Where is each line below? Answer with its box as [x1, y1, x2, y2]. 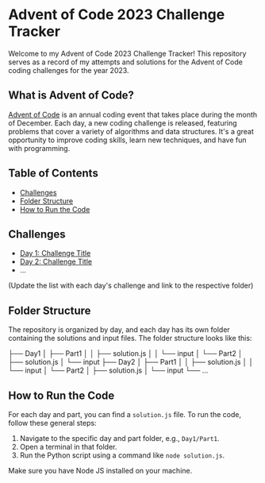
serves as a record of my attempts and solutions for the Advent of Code [8, 57, 244, 67]
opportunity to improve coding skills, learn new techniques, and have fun [8, 135, 247, 145]
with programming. [8, 143, 71, 153]
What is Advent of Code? [8, 89, 135, 102]
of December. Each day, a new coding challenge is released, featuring [8, 118, 237, 128]
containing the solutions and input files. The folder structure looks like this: [8, 334, 252, 343]
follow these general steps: [8, 419, 97, 427]
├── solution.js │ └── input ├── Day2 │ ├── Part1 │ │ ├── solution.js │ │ [8, 357, 254, 367]
